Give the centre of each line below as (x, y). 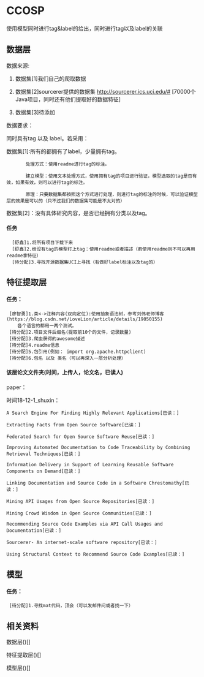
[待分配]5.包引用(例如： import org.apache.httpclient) (77, 352)
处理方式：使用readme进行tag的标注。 (68, 164)
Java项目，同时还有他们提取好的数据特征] (68, 99)
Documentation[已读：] (34, 531)
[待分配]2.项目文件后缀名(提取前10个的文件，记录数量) (70, 332)
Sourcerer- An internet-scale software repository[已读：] (82, 542)
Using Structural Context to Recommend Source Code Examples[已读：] (96, 554)
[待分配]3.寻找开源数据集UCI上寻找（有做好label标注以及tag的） (85, 262)
